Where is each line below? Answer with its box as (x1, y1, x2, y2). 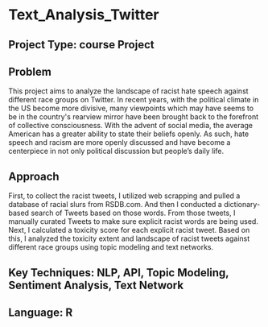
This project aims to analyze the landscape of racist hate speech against (8, 86, 249, 96)
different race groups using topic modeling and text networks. (8, 242, 214, 252)
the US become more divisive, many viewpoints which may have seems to (8, 103, 254, 114)
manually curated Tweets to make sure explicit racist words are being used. (8, 217, 259, 226)
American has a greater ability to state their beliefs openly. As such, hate (8, 129, 249, 139)
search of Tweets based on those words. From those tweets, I (31, 208, 236, 218)
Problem (8, 64, 52, 78)
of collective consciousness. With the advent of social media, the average (8, 121, 254, 130)
